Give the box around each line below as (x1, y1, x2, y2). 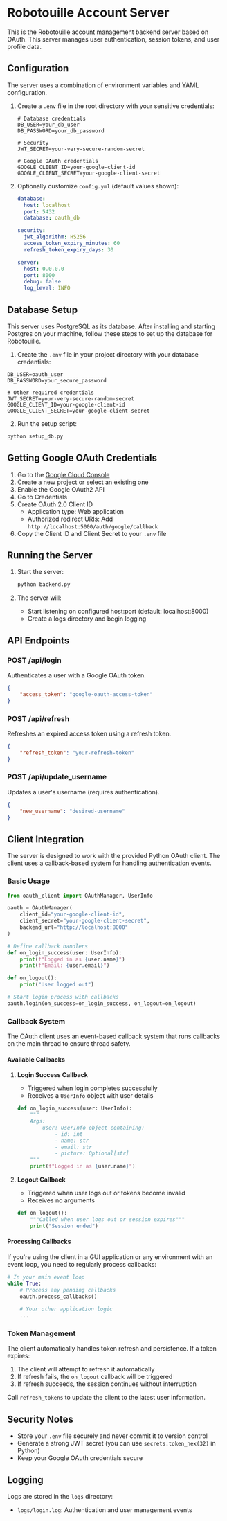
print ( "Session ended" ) (30, 1222, 98, 1229)
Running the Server (7, 549, 93, 562)
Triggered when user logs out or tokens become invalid (27, 1189, 185, 1198)
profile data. (7, 42, 42, 51)
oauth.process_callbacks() (19, 1293, 98, 1300)
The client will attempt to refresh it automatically (17, 1365, 155, 1373)
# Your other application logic (19, 1306, 113, 1313)
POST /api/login (7, 655, 62, 665)
